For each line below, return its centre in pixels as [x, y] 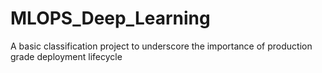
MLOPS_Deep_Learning [110, 18]
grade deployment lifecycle [66, 56]
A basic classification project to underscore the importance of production [161, 46]
